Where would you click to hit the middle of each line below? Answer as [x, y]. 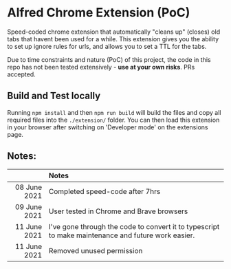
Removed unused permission [96, 250]
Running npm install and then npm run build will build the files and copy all [114, 112]
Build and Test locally [54, 96]
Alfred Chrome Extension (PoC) [99, 13]
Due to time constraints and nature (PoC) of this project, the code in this [109, 59]
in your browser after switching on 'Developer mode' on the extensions [108, 127]
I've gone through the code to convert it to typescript [134, 226]
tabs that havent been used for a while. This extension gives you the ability [113, 39]
